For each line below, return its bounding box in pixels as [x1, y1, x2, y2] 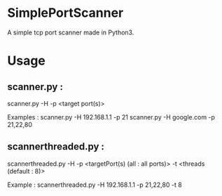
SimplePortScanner [7, 5, 124, 21]
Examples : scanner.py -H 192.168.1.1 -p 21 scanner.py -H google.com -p [7, 112, 216, 121]
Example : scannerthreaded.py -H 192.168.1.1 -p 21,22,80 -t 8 [7, 181, 182, 189]
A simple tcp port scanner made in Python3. [7, 28, 134, 37]
